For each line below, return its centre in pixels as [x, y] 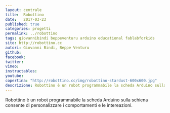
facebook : [16, 57]
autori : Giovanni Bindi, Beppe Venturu [47, 48]
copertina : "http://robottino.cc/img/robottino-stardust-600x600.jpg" [81, 81]
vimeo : [12, 66]
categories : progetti [28, 29]
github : [13, 52]
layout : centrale [24, 10]
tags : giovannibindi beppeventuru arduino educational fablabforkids [80, 39]
